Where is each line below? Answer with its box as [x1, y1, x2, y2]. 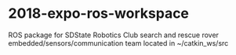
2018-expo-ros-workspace [8, 5, 190, 22]
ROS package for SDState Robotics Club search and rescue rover [8, 30, 220, 40]
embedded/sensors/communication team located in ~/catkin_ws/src [8, 38, 229, 47]
